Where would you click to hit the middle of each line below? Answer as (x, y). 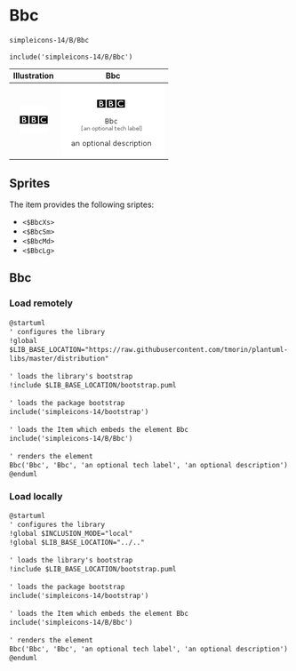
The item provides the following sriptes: (82, 204)
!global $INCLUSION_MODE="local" (71, 533)
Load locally (36, 496)
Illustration (34, 76)
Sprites (30, 183)
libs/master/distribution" (59, 358)
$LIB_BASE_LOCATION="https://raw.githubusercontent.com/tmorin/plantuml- (149, 349)
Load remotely (41, 303)
